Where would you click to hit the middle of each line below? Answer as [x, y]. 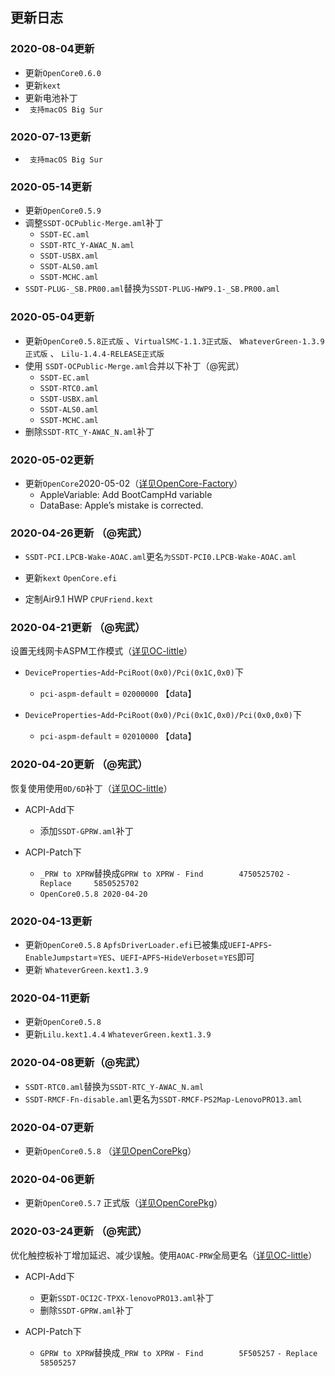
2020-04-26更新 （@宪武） [79, 533]
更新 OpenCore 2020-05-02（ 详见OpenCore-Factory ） [133, 483]
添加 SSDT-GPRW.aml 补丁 [86, 830]
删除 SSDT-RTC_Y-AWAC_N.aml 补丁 [89, 431]
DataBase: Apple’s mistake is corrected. [121, 505]
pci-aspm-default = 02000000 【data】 [118, 694]
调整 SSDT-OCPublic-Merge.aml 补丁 [94, 223]
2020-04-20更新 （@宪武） [79, 765]
